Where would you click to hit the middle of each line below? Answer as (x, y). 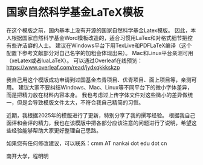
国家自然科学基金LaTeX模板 (75, 12)
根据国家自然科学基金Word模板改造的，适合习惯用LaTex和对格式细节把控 (102, 37)
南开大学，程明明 (27, 156)
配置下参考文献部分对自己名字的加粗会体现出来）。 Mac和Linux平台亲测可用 (100, 53)
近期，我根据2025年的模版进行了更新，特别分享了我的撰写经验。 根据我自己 (101, 115)
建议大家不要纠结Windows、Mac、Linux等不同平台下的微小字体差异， (105, 87)
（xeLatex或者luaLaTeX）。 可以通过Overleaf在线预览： (75, 60)
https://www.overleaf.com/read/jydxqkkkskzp (63, 67)
